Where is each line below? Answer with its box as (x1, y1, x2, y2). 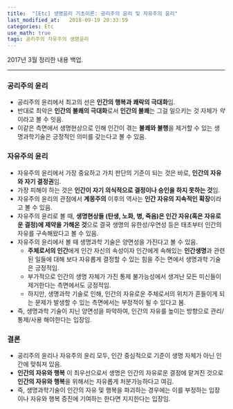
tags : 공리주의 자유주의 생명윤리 (7, 36, 89, 43)
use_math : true (7, 29, 51, 37)
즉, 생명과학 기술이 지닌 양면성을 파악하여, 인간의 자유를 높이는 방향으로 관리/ (17, 307, 225, 315)
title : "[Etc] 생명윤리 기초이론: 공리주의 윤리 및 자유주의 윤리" (7, 10, 178, 17)
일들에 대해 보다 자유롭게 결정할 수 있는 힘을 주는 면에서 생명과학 (35, 255, 209, 263)
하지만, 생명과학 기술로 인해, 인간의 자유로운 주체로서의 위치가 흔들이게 (27, 289, 218, 298)
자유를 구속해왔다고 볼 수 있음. (17, 229, 99, 237)
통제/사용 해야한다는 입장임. (17, 315, 92, 323)
